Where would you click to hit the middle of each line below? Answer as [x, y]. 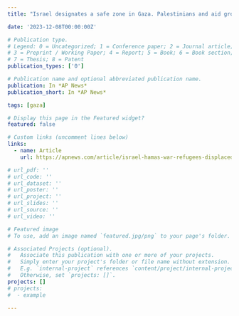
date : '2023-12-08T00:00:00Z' [52, 27]
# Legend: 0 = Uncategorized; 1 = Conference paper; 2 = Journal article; [121, 46]
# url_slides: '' [33, 204]
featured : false [31, 125]
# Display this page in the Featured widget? [76, 118]
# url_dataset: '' [34, 183]
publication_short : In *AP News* [57, 92]
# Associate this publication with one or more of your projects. [111, 256]
